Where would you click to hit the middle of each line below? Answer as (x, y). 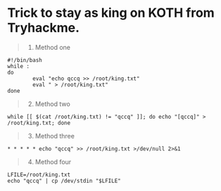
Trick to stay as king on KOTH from (111, 13)
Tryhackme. (43, 28)
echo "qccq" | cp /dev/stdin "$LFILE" (64, 180)
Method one (52, 47)
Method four (53, 162)
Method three (55, 136)
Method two (52, 104)
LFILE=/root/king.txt (39, 174)
